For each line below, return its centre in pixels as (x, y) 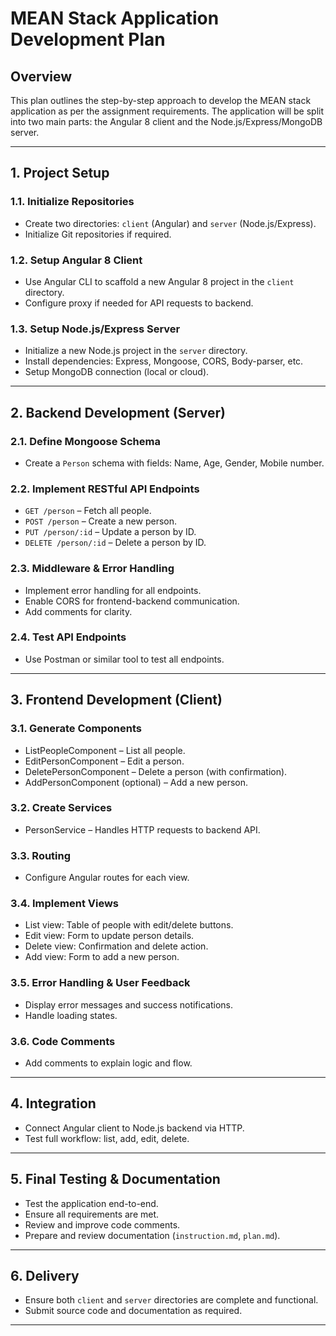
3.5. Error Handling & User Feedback (100, 983)
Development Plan (88, 39)
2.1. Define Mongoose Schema (85, 441)
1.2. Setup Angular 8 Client (76, 260)
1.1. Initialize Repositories (72, 202)
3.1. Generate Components (76, 729)
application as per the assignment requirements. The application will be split (167, 111)
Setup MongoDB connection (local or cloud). (117, 372)
